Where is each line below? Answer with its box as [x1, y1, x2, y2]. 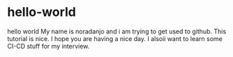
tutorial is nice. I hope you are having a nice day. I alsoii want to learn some [7, 34, 223, 42]
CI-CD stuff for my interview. [7, 42, 90, 50]
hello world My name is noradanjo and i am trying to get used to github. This [7, 27, 227, 35]
